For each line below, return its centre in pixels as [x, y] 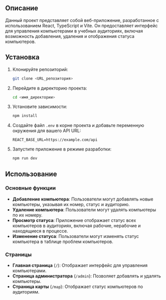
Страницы [18, 254]
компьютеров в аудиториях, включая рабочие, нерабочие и [77, 225]
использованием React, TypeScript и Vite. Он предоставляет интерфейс [82, 25]
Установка [22, 57]
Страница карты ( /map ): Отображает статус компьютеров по [78, 286]
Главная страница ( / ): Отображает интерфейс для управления [80, 265]
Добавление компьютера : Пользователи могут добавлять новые [83, 199]
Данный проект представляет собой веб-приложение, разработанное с [82, 20]
